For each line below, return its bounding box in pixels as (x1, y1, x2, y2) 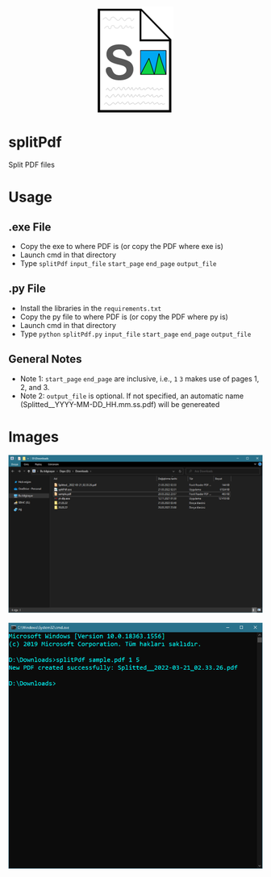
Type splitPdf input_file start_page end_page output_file (19, 258, 217, 268)
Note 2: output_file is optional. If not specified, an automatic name (19, 391, 244, 401)
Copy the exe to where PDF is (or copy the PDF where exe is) (19, 241, 223, 251)
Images (8, 427, 59, 446)
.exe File (8, 220, 52, 234)
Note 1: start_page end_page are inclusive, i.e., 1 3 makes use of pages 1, (19, 373, 260, 384)
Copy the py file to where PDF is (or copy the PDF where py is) (19, 312, 228, 322)
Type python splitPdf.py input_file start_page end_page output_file (19, 329, 252, 339)
